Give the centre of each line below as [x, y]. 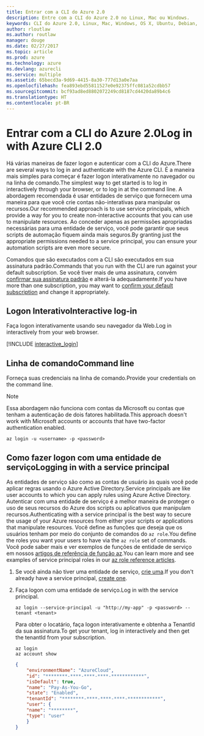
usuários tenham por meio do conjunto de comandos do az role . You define [101, 534]
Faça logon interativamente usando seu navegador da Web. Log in [89, 326]
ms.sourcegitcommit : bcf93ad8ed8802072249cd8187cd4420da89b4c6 [89, 92]
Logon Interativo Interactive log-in [72, 311]
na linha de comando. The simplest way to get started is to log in [87, 182]
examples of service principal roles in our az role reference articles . [91, 560]
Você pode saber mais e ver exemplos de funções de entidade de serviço [99, 547]
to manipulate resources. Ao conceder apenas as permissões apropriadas [99, 221]
